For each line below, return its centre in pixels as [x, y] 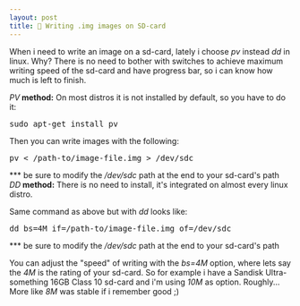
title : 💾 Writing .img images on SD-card [88, 26]
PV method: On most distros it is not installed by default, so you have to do [148, 97]
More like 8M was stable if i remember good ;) [94, 291]
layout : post [34, 17]
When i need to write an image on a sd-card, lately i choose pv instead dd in [150, 51]
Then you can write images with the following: [94, 140]
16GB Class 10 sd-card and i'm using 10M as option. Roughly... [165, 282]
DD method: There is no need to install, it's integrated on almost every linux [149, 184]
